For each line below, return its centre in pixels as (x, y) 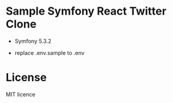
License (26, 78)
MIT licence (21, 94)
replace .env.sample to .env (49, 52)
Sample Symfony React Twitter (86, 11)
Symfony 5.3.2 (33, 41)
